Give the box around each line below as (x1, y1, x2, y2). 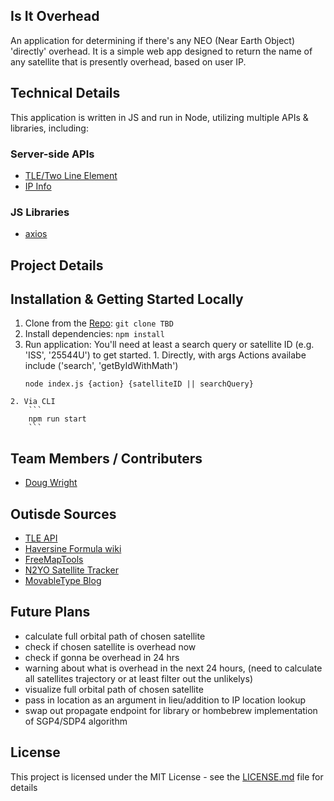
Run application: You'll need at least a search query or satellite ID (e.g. (24, 339, 315, 351)
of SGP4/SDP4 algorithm (24, 715, 128, 727)
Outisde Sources (10, 505, 117, 523)
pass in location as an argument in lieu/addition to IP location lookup (24, 694, 307, 706)
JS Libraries (10, 205, 70, 219)
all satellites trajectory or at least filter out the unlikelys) (24, 672, 253, 684)
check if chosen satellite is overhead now (24, 640, 197, 653)
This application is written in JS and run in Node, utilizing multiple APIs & (10, 111, 309, 123)
